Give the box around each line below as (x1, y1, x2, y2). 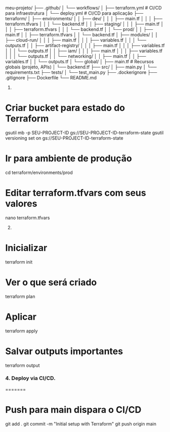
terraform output (5, 362, 40, 368)
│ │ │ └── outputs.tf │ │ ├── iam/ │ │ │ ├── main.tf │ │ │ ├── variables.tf (5, 48, 163, 54)
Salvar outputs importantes (5, 345, 123, 357)
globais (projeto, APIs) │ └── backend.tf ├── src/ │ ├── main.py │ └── (5, 64, 157, 70)
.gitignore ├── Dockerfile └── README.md (5, 75, 97, 80)
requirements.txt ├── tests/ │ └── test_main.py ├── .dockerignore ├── (5, 69, 157, 75)
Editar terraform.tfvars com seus (5, 187, 146, 199)
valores (5, 198, 37, 209)
